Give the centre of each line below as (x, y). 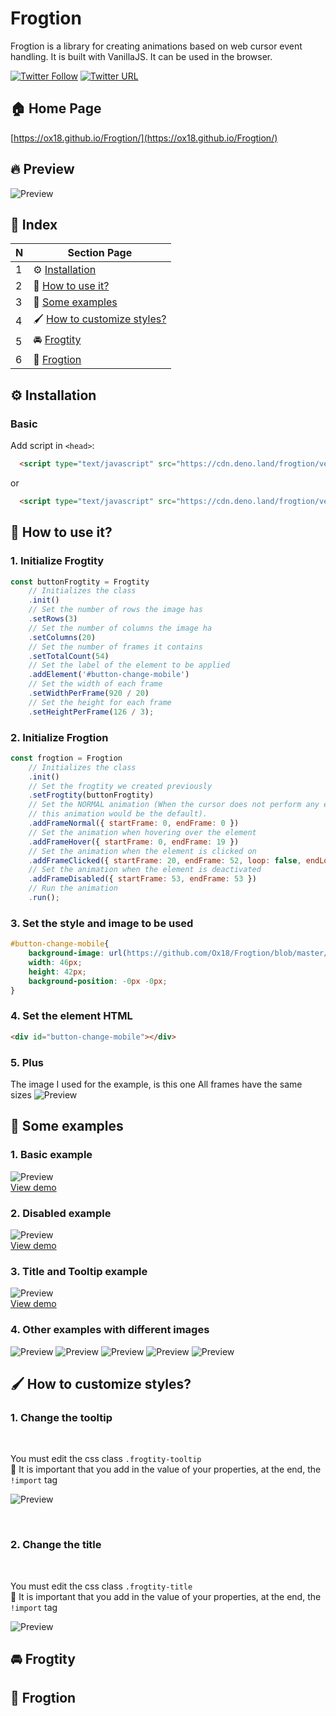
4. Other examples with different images (110, 1330)
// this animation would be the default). (118, 814)
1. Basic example (51, 1155)
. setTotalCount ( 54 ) (69, 656)
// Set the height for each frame (100, 702)
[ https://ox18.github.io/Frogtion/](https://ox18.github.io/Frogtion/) (144, 138)
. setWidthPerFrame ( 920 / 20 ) (89, 693)
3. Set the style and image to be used (102, 923)
